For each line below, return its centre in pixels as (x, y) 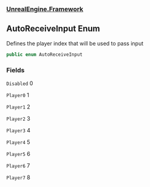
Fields (15, 70)
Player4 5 (18, 142)
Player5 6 (18, 154)
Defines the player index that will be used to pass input (75, 43)
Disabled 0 (20, 83)
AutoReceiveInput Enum (53, 29)
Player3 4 (19, 130)
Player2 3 (18, 118)
